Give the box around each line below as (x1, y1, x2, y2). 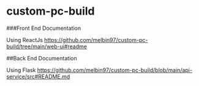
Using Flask (6, 66, 36, 74)
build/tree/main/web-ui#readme (6, 43, 88, 50)
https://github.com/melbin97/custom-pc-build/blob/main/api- (37, 66, 193, 74)
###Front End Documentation (6, 24, 81, 32)
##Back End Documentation (6, 54, 78, 62)
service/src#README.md (6, 73, 70, 80)
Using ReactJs (6, 36, 43, 43)
